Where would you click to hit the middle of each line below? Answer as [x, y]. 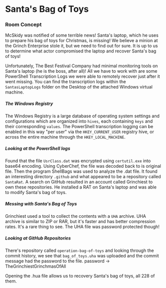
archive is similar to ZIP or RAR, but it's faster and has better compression [80, 222]
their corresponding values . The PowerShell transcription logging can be [79, 127]
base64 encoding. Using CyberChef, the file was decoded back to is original [83, 166]
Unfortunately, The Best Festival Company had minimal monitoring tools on [82, 66]
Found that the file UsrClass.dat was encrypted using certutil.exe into [78, 161]
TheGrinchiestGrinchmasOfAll [35, 266]
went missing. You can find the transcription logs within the [66, 82]
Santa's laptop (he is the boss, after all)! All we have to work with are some [81, 71]
